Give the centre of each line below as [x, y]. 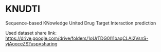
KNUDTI [23, 9]
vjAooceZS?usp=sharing [31, 43]
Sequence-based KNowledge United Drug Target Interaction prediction [81, 23]
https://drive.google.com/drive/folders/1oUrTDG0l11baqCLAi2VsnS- [77, 38]
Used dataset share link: [31, 33]
